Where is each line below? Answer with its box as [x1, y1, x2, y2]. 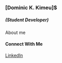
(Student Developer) [5, 17, 49, 23]
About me [5, 29, 26, 36]
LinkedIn [5, 52, 23, 58]
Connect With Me [5, 41, 43, 47]
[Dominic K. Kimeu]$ [5, 4, 57, 11]
